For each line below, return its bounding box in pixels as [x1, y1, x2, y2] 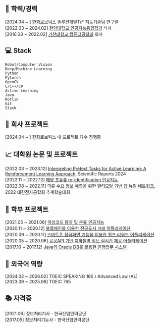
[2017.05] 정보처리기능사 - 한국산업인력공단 [5, 317, 90, 323]
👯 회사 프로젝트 [5, 120, 49, 129]
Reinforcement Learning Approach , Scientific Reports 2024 [5, 171, 126, 177]
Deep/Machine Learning [5, 66, 52, 71]
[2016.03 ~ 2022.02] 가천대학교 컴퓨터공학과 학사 [5, 31, 103, 37]
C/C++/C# [5, 84, 23, 89]
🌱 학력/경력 [5, 4, 38, 13]
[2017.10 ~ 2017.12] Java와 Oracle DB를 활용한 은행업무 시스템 [5, 244, 127, 250]
